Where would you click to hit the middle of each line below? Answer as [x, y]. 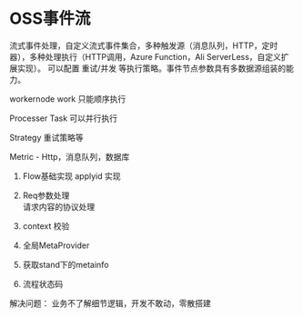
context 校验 [46, 226]
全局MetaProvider [56, 245]
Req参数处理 [46, 195]
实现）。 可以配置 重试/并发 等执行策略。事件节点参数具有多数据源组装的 [151, 68]
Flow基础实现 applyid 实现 [71, 176]
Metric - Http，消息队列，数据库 [70, 156]
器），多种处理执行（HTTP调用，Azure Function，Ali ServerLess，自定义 [146, 56]
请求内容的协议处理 [59, 206]
